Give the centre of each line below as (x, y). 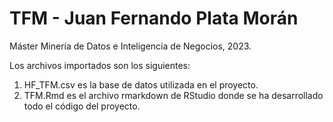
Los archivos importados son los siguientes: (100, 65)
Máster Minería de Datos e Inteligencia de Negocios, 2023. (130, 46)
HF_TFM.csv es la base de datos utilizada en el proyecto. (141, 84)
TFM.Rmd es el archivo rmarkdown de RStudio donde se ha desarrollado (173, 95)
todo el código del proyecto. (82, 106)
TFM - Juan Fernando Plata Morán (154, 18)
